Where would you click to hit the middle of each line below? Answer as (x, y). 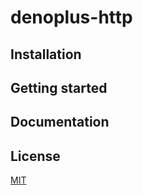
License (35, 156)
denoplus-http (71, 17)
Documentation (60, 122)
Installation (46, 54)
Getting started (59, 87)
